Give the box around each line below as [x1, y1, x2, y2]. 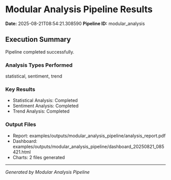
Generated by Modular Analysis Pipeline [5, 169, 90, 175]
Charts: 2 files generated [12, 154, 65, 160]
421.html [12, 149, 31, 155]
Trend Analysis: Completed [12, 108, 70, 114]
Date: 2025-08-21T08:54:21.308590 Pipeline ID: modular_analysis [5, 20, 145, 27]
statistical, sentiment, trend [5, 73, 63, 80]
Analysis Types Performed [5, 61, 73, 68]
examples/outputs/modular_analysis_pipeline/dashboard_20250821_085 [12, 143, 164, 149]
